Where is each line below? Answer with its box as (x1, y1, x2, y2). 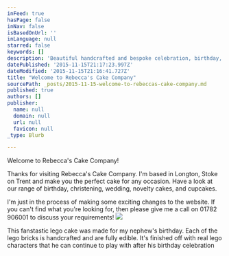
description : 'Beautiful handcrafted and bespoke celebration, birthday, (7, 55, 223, 62)
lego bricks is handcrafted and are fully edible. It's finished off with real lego (7, 234, 222, 242)
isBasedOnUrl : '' (7, 29, 57, 36)
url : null (13, 118, 41, 126)
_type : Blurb (7, 131, 45, 138)
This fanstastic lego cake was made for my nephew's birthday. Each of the (7, 226, 218, 235)
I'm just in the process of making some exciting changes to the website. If (7, 198, 215, 206)
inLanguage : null (7, 36, 57, 43)
